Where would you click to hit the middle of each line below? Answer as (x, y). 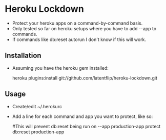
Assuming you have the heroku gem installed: (60, 68)
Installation (23, 56)
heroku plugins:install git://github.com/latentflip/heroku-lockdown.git (85, 78)
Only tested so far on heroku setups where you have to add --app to (84, 28)
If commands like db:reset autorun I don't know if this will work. (79, 39)
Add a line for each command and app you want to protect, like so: (82, 116)
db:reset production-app (38, 132)
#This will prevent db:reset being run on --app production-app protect (86, 126)
